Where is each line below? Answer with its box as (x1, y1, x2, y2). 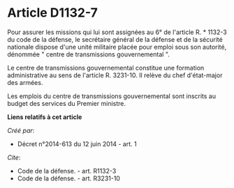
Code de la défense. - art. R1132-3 (17, 166, 117, 175)
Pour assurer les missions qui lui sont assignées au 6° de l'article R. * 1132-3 (7, 28, 227, 36)
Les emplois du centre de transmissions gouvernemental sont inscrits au (7, 92, 217, 100)
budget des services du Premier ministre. (7, 99, 126, 107)
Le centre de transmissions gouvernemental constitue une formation (7, 63, 205, 72)
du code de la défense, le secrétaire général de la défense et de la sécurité (7, 35, 224, 43)
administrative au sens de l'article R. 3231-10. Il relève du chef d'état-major (7, 71, 223, 79)
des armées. (7, 78, 43, 86)
